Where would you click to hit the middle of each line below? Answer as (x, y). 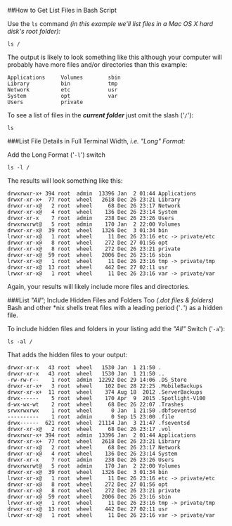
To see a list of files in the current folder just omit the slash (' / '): (101, 115)
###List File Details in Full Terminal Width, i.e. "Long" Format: (96, 141)
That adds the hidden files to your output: (67, 355)
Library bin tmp (63, 84)
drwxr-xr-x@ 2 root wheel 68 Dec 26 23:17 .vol (89, 429)
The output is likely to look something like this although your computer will (115, 57)
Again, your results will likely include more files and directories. (98, 287)
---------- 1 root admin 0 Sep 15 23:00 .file (91, 417)
